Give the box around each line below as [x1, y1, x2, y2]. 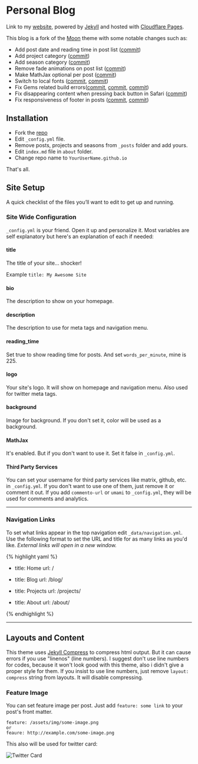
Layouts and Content [6, 633, 84, 643]
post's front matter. [6, 708, 53, 715]
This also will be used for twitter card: [6, 740, 98, 747]
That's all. [6, 165, 30, 173]
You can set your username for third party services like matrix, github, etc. [6, 476, 187, 483]
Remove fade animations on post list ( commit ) [14, 64, 127, 71]
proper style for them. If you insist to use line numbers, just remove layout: [6, 667, 189, 674]
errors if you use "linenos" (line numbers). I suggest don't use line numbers [6, 655, 189, 662]
